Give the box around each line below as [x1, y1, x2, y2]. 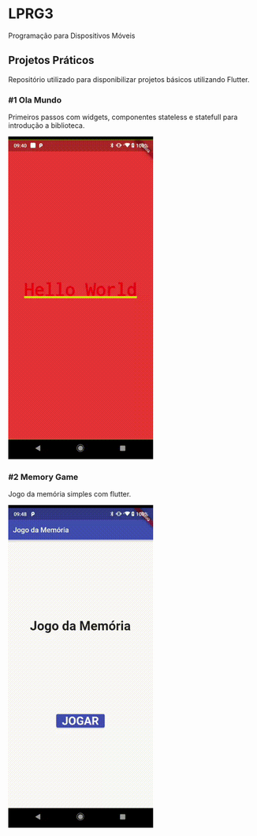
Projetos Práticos [8, 54, 95, 67]
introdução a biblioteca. [8, 121, 85, 130]
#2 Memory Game [8, 471, 79, 482]
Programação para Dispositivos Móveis [8, 31, 136, 40]
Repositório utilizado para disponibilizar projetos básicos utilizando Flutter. [8, 74, 250, 84]
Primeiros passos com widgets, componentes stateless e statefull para [8, 112, 238, 122]
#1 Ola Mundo [8, 94, 61, 105]
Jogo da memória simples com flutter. [8, 489, 132, 499]
